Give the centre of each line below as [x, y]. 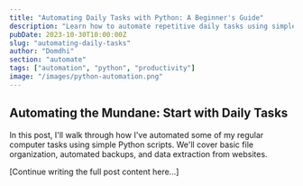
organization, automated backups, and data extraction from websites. [138, 153]
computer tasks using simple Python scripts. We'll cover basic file [132, 144]
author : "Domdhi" [42, 51]
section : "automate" [48, 60]
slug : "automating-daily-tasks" [70, 43]
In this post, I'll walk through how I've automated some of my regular [137, 135]
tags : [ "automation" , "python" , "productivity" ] [102, 69]
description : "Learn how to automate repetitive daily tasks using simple [153, 26]
